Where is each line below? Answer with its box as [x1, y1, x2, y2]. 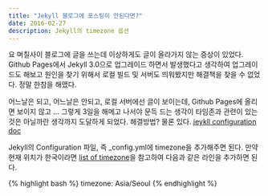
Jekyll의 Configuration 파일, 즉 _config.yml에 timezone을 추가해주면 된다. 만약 [8, 142, 258, 153]
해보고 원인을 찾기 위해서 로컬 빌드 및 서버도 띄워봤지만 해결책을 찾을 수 [22, 70, 246, 80]
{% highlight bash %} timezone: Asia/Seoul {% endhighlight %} [8, 178, 218, 189]
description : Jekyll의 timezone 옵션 [8, 27, 130, 35]
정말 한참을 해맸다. [18, 80, 77, 89]
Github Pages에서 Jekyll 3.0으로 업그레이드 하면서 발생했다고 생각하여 [8, 59, 230, 69]
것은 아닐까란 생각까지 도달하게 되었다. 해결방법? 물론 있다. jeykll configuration [8, 117, 257, 127]
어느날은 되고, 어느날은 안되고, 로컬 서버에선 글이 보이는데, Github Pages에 [8, 97, 243, 107]
